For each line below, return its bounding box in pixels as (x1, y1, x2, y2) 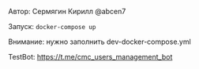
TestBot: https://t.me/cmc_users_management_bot (8, 53, 173, 61)
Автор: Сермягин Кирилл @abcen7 (8, 7, 126, 16)
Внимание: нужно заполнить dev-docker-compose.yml (8, 37, 191, 46)
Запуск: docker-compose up (8, 22, 96, 31)
